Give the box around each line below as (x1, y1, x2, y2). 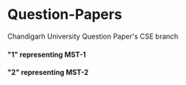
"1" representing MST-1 (7, 50, 87, 59)
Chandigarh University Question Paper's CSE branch (7, 31, 179, 41)
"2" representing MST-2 (7, 68, 89, 77)
